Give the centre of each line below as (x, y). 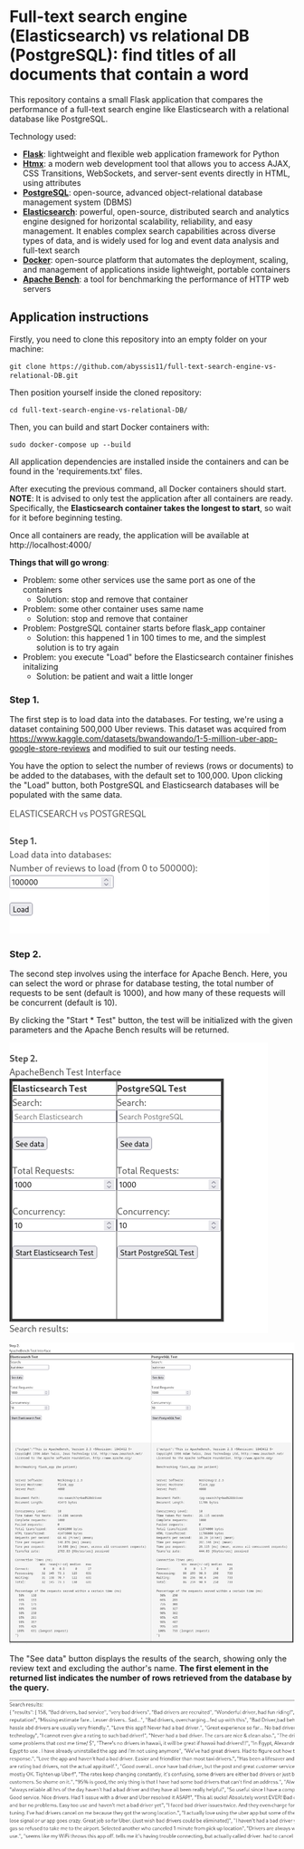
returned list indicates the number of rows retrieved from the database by (151, 1678)
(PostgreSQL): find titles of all (123, 55)
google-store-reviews (50, 749)
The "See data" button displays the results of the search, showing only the (148, 1659)
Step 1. (24, 700)
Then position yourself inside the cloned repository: (105, 392)
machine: (27, 349)
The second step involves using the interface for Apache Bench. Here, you (148, 974)
